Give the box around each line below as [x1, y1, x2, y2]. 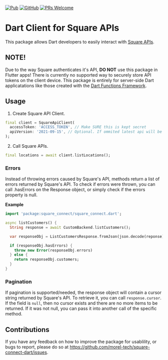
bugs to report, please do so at [5, 344, 69, 350]
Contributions [5, 325, 49, 334]
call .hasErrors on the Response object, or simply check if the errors [5, 187, 145, 193]
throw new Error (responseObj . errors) [14, 248, 93, 253]
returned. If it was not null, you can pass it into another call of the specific [5, 305, 157, 311]
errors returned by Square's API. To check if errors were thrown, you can [5, 181, 156, 187]
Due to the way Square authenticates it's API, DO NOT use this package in [5, 67, 158, 73]
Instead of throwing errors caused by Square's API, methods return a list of [5, 176, 160, 182]
